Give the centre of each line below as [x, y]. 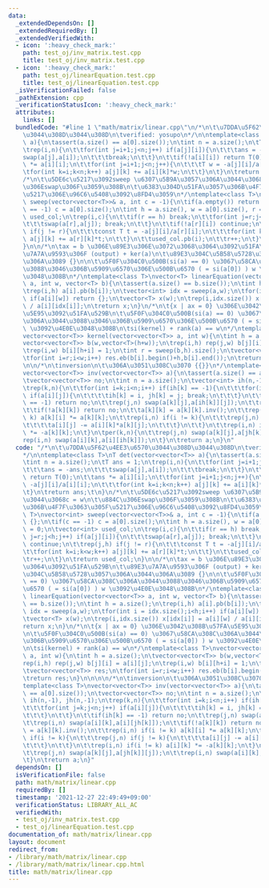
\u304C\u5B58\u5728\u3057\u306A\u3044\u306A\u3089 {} [114, 574]
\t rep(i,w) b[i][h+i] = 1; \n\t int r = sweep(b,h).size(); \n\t [128, 351]
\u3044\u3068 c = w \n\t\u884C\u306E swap [89, 500]
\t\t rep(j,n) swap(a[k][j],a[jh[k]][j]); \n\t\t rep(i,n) [118, 753]
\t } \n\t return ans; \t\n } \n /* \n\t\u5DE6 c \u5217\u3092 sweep [121, 492]
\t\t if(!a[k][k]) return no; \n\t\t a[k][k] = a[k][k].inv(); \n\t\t [136, 410]
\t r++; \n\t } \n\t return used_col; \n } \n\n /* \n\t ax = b [112, 559]
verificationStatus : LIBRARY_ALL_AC [76, 805]
